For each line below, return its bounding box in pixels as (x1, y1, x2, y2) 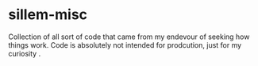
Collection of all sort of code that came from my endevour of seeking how (8, 32, 250, 41)
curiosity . (8, 49, 41, 58)
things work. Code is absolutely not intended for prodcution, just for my (8, 40, 242, 49)
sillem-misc (8, 6, 88, 24)
